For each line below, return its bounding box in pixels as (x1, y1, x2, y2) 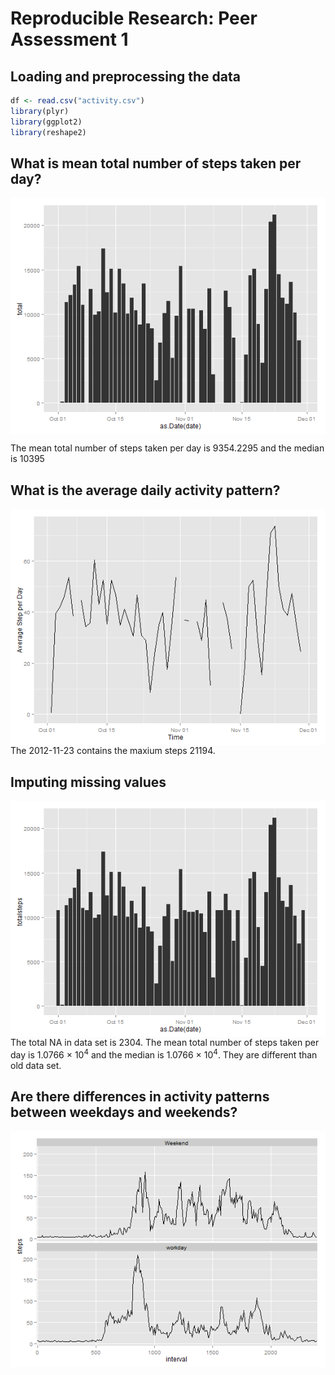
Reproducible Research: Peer (10, 7, 258, 30)
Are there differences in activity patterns (10, 1088, 270, 1105)
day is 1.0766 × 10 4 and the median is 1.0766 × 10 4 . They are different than (10, 1047, 318, 1061)
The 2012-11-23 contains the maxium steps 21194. (10, 745, 216, 757)
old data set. (10, 1059, 62, 1071)
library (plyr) (10, 106, 70, 116)
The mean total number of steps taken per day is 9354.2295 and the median (10, 442, 325, 454)
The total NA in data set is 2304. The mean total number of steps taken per (10, 1036, 320, 1048)
